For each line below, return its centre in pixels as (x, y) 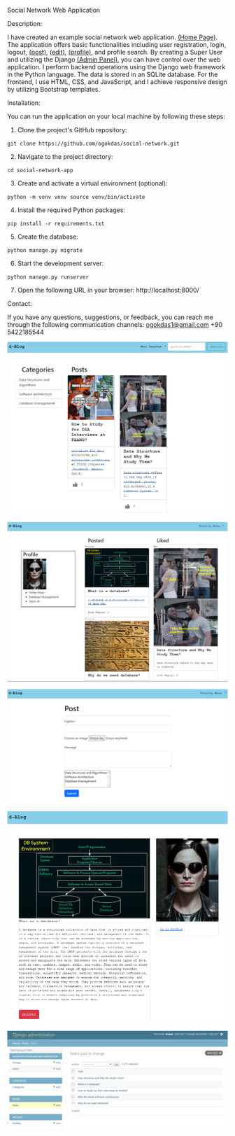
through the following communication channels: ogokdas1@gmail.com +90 (115, 324)
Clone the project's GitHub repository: (72, 130)
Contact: (20, 303)
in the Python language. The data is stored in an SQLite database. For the (113, 74)
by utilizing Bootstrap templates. (54, 89)
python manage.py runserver (48, 277)
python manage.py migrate (45, 251)
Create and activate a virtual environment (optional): (92, 183)
